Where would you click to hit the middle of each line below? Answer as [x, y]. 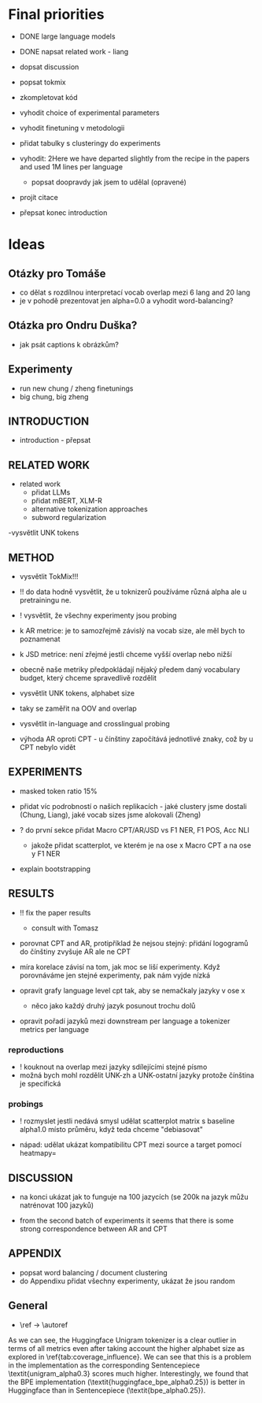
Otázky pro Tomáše [57, 273]
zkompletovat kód [48, 97]
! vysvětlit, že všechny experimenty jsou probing [98, 615]
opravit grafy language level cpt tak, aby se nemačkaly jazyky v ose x [132, 990]
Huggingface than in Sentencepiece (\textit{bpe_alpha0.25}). [107, 1390]
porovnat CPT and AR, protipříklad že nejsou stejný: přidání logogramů [134, 943]
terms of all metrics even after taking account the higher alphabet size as [127, 1348]
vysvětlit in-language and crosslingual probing [95, 724]
